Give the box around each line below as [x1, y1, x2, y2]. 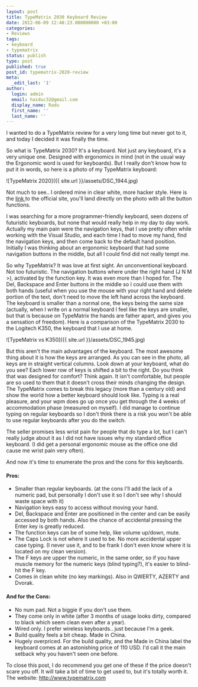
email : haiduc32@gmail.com [11, 96, 78, 102]
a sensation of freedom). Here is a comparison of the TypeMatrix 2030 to [6, 319, 185, 326]
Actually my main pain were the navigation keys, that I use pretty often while [6, 225, 192, 232]
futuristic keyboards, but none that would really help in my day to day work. [6, 219, 190, 226]
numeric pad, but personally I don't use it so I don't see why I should [14, 491, 182, 498]
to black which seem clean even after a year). [14, 618, 126, 626]
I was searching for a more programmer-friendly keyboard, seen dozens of [6, 213, 189, 220]
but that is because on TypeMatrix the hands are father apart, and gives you [6, 312, 191, 319]
